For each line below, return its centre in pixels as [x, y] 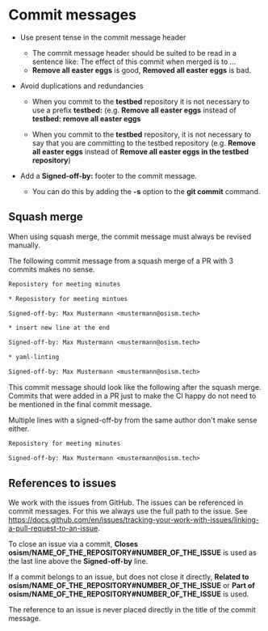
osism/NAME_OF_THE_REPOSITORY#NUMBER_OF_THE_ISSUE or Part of [132, 586]
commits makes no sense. [52, 269]
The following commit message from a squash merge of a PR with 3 [121, 260]
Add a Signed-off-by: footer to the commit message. [109, 176]
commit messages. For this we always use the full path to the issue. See [128, 511]
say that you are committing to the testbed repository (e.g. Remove [144, 142]
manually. [24, 245]
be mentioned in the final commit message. [80, 404]
